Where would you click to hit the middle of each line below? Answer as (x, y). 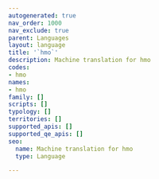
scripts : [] (28, 104)
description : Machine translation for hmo (79, 60)
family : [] (26, 97)
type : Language (41, 156)
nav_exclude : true (39, 30)
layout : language (37, 45)
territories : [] (35, 119)
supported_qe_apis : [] (46, 134)
